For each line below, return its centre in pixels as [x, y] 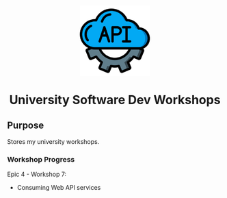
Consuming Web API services [59, 188]
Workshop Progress [41, 159]
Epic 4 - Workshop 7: [37, 174]
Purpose [26, 125]
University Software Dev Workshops [115, 100]
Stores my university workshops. [53, 141]
